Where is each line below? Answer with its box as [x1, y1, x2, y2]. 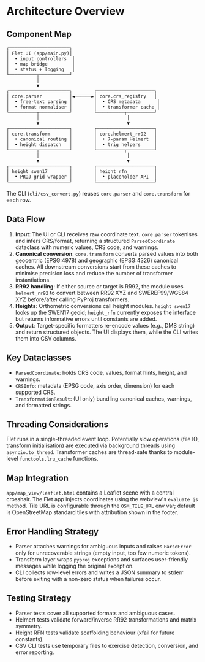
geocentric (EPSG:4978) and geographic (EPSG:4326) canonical [15, 256, 179, 264]
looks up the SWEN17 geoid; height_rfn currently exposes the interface [15, 309, 196, 316]
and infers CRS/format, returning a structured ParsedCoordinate [15, 237, 176, 244]
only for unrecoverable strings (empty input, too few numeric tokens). [15, 549, 191, 556]
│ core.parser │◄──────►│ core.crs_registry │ [6, 93, 157, 99]
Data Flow [6, 214, 45, 225]
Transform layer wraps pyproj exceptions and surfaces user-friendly [15, 556, 188, 563]
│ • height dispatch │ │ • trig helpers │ [6, 142, 157, 148]
